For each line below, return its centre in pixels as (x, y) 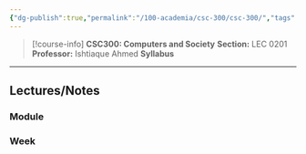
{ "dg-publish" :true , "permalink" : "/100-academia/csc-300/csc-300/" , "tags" (153, 18)
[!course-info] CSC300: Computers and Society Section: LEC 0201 (159, 44)
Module (26, 117)
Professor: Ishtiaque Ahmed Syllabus (103, 53)
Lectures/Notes (55, 91)
